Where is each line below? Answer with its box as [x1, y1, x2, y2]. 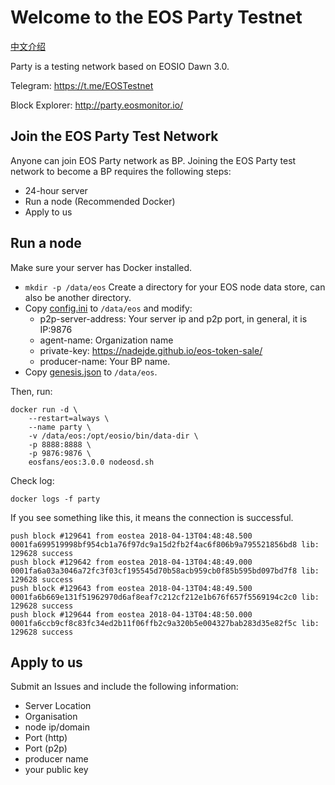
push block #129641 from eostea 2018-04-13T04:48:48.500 [10, 531, 253, 541]
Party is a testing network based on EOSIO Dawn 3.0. [10, 60, 230, 72]
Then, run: [10, 385, 53, 397]
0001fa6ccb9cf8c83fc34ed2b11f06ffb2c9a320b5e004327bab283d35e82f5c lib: [10, 618, 320, 628]
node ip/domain [24, 721, 90, 733]
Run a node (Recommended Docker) [24, 195, 176, 207]
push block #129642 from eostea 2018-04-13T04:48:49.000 [10, 557, 253, 567]
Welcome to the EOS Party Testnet [10, 6, 303, 29]
